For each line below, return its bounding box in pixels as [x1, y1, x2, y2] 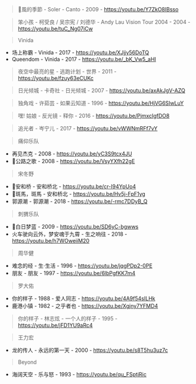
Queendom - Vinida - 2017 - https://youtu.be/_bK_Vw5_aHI [11, 56, 157, 63]
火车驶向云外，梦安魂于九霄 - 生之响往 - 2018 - [11, 230, 127, 238]
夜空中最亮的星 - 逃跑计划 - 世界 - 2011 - [17, 68, 117, 75]
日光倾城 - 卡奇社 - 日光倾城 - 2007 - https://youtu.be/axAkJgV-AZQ [17, 87, 186, 94]
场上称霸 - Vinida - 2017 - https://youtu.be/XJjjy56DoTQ [11, 49, 150, 56]
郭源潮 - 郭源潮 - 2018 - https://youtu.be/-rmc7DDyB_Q [11, 198, 148, 205]
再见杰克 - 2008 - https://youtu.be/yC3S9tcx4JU [11, 150, 132, 157]
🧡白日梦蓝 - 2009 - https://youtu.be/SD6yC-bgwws [11, 223, 139, 230]
